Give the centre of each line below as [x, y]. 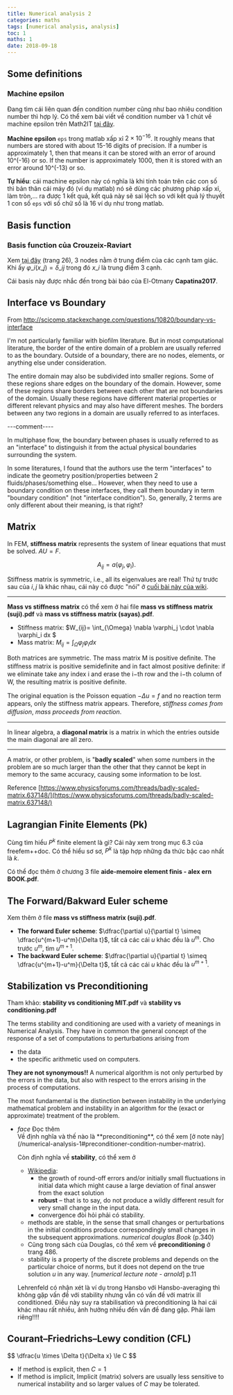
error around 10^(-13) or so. [46, 168]
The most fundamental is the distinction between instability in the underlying [116, 1100]
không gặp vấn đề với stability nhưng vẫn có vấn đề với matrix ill [109, 1295]
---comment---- [31, 426]
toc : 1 [17, 33]
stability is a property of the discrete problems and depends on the [123, 1259]
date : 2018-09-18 [32, 46]
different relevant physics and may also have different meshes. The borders [115, 405]
